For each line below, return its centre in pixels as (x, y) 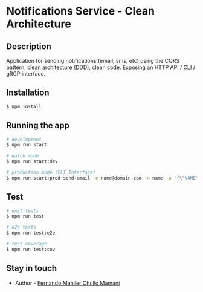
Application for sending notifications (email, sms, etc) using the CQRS (93, 61)
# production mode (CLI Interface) (51, 172)
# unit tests (23, 211)
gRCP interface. (26, 73)
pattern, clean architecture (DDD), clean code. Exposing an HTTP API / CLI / (101, 67)
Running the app (38, 125)
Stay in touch (32, 268)
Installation (28, 93)
